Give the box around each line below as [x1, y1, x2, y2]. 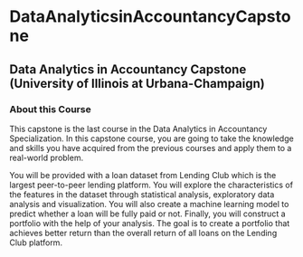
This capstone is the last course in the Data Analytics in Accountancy [9, 123, 268, 134]
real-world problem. [9, 152, 84, 163]
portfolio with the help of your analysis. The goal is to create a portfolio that [9, 217, 290, 228]
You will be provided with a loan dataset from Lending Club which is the [9, 169, 277, 180]
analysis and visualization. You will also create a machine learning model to [9, 198, 289, 209]
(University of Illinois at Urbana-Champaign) [9, 75, 265, 91]
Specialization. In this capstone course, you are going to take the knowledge [9, 133, 294, 144]
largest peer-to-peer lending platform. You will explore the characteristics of [9, 179, 294, 190]
